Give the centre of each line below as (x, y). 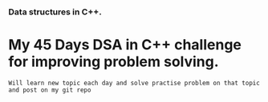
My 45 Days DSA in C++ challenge (125, 45)
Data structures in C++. (55, 12)
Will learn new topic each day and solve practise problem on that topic (134, 83)
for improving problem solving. (114, 62)
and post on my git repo (50, 90)
